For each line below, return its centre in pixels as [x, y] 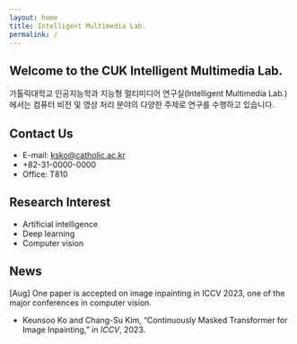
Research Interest [60, 203]
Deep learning [48, 234]
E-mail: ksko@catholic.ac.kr [74, 155]
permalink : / [34, 34]
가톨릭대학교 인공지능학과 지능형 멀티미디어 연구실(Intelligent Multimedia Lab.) [148, 93]
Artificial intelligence [60, 224]
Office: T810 [45, 174]
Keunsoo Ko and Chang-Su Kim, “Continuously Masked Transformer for [155, 320]
